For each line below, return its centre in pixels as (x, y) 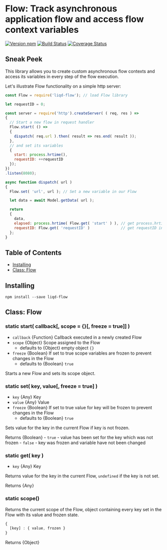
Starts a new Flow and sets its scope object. (50, 373)
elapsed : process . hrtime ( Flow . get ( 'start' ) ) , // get (74, 223)
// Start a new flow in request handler (52, 122)
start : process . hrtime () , (41, 155)
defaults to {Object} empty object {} (57, 348)
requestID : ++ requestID (39, 160)
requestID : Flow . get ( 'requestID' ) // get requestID (85, 228)
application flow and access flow (75, 19)
